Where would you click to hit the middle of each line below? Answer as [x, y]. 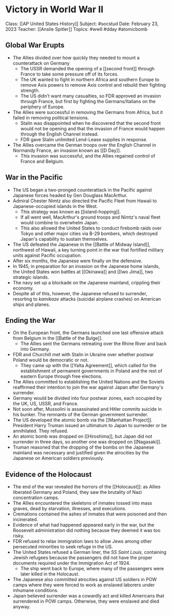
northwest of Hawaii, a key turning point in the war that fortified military [88, 249]
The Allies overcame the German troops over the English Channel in [84, 145]
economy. [23, 288]
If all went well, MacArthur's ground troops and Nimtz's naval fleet [90, 217]
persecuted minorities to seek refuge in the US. [63, 547]
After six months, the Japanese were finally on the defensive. [78, 261]
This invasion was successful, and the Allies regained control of [88, 156]
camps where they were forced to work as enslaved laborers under [84, 585]
